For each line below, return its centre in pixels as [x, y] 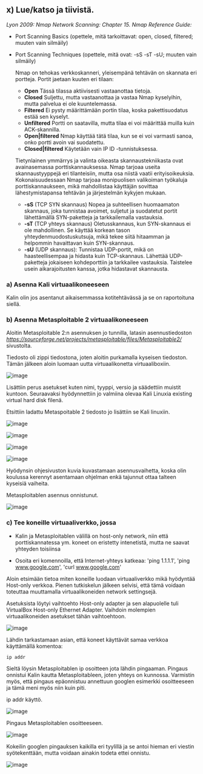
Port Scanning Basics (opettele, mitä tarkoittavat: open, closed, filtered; [104, 36]
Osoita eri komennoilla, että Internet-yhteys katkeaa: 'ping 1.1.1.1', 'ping [102, 560]
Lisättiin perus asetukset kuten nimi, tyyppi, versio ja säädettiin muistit [94, 388]
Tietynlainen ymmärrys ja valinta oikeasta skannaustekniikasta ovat [99, 160]
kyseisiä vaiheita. [28, 483]
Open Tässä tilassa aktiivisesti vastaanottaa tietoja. [88, 91]
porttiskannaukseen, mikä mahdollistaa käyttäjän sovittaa [87, 186]
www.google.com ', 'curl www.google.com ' [68, 567]
